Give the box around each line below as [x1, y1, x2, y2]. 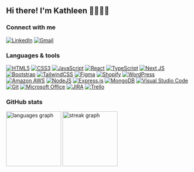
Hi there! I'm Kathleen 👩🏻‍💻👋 [6, 6, 110, 16]
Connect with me [6, 23, 56, 32]
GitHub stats [6, 98, 43, 106]
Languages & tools [6, 51, 60, 59]
